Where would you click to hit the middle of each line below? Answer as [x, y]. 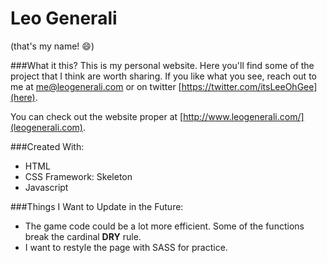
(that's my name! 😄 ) [52, 46]
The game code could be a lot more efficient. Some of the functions [164, 226]
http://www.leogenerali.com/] [244, 116]
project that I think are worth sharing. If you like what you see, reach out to [163, 76]
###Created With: [47, 146]
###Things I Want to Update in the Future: [97, 206]
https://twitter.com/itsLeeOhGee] [249, 86]
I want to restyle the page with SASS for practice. [126, 247]
